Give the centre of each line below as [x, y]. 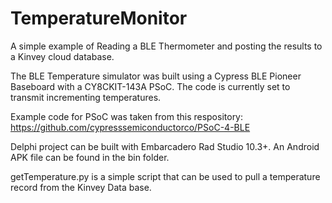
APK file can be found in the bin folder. [90, 157]
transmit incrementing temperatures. [86, 97]
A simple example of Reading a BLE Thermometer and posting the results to [166, 46]
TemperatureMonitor [99, 18]
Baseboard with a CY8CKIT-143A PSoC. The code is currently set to [150, 86]
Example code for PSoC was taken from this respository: [127, 116]
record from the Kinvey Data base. [81, 187]
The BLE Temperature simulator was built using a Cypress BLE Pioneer [156, 76]
